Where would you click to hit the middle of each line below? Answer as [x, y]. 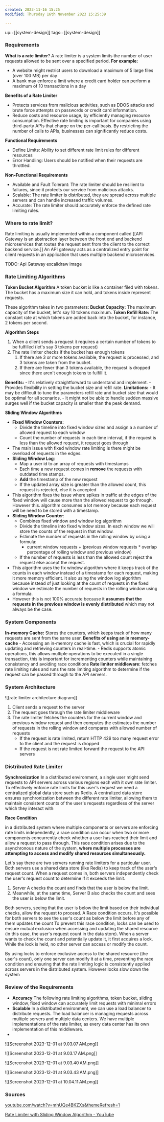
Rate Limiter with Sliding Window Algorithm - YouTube [59, 1114]
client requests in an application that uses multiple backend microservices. [80, 254]
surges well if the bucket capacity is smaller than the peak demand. [73, 403]
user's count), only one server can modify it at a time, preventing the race [79, 959]
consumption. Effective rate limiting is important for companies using [82, 120]
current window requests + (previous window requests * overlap [92, 547]
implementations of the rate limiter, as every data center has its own [81, 1024]
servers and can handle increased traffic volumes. [63, 200]
